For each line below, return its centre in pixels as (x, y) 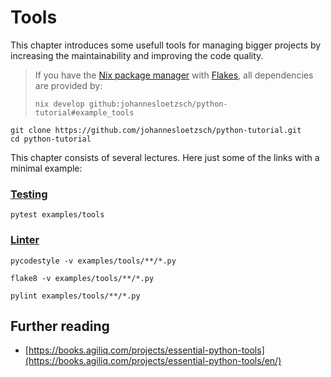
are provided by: (68, 85)
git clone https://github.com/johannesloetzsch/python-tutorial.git (156, 130)
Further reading (60, 326)
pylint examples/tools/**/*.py (75, 296)
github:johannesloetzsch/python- (158, 104)
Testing (29, 194)
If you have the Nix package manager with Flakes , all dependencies (174, 75)
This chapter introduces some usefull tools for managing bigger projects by (166, 45)
